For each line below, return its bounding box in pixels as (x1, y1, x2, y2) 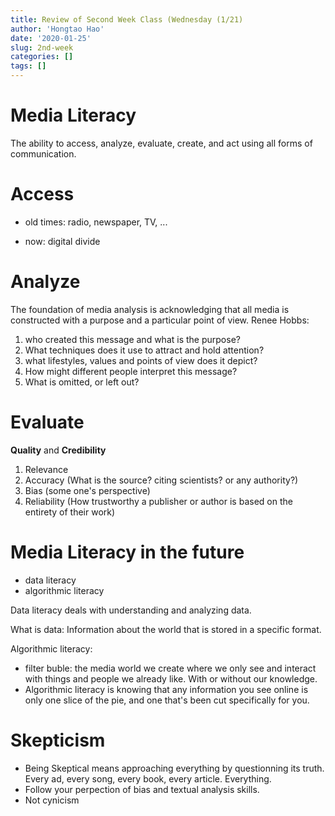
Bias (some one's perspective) (24, 484, 151, 496)
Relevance (24, 463, 69, 475)
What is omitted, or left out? (24, 376, 140, 388)
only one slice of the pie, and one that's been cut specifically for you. (24, 694, 310, 706)
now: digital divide (24, 235, 101, 247)
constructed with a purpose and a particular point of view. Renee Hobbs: (10, 314, 310, 326)
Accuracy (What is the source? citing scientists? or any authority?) (24, 474, 299, 486)
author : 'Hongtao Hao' (10, 24, 105, 34)
